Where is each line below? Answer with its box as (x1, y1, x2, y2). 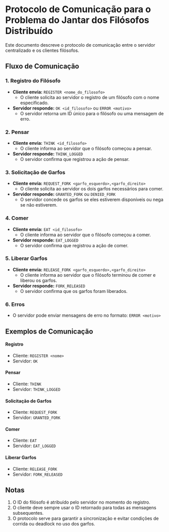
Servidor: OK (12, 358, 38, 364)
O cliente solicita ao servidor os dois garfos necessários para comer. (20, 186, 163, 192)
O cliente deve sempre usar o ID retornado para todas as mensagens (12, 505, 157, 511)
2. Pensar (5, 128, 29, 136)
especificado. (20, 99, 49, 106)
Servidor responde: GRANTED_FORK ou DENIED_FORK (12, 191, 116, 197)
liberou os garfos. (20, 277, 57, 283)
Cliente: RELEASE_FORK (12, 465, 57, 472)
